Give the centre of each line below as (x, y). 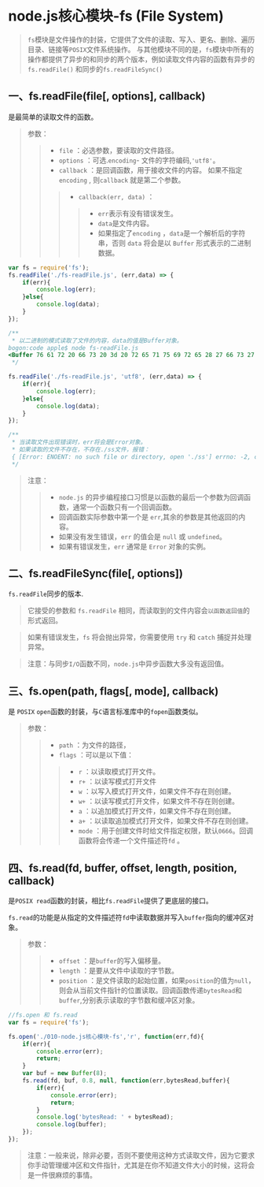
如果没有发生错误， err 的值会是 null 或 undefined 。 (142, 536)
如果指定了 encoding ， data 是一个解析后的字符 (172, 233)
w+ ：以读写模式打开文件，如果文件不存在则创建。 (159, 802)
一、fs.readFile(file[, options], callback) (107, 97)
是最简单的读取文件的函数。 (53, 117)
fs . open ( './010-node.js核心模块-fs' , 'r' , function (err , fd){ (106, 1036)
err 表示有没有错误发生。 (138, 213)
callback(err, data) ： (116, 196)
